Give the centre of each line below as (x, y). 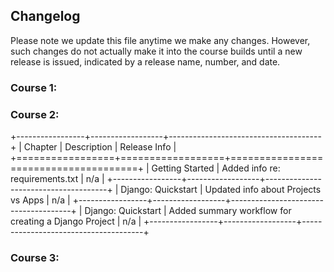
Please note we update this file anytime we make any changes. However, (160, 40)
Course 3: (35, 257)
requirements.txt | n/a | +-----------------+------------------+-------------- (166, 179)
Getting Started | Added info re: (216, 168)
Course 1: (34, 87)
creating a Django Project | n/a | (76, 221)
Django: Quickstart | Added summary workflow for (188, 211)
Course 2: (35, 114)
